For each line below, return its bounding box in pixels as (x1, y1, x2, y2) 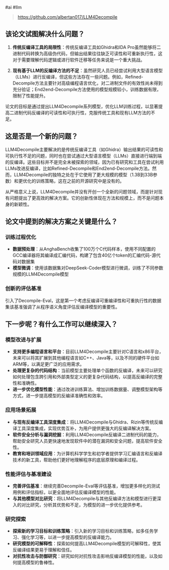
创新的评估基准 (5, 285, 42, 292)
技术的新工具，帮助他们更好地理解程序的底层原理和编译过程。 (12, 457, 141, 463)
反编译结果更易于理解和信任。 (12, 547, 74, 553)
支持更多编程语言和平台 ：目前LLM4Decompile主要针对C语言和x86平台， (12, 348, 163, 354)
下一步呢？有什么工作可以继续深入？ (5, 320, 118, 328)
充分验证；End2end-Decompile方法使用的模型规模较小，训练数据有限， (12, 86, 161, 92)
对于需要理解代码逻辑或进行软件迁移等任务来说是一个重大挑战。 (12, 56, 145, 62)
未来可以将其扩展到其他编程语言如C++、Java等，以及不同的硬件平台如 (12, 355, 159, 361)
